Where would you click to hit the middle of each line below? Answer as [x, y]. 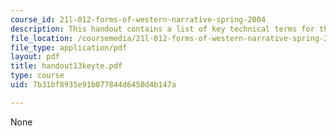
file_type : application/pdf [69, 47]
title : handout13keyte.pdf [66, 66]
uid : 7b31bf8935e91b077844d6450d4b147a [93, 85]
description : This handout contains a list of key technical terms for [162, 29]
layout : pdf [35, 57]
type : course [37, 76]
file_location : [42, 38]
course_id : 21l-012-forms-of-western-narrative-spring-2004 [138, 19]
